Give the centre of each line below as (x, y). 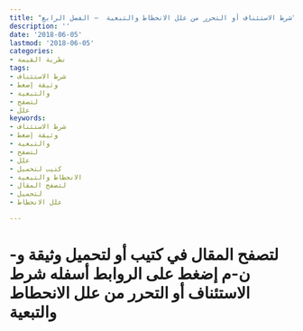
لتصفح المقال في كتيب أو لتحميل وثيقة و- (144, 255)
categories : (32, 51)
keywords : (28, 118)
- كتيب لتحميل (36, 169)
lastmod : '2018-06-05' (52, 43)
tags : (19, 69)
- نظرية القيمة (38, 60)
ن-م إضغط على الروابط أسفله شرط (130, 274)
